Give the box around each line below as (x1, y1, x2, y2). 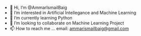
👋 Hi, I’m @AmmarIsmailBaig (9, 5, 68, 10)
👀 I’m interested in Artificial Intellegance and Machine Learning (9, 10, 136, 16)
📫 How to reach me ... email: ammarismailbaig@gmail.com (9, 26, 129, 31)
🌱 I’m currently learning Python (9, 15, 72, 20)
